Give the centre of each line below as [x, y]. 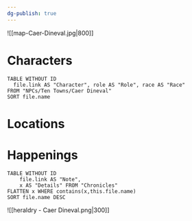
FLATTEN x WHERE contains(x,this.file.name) [72, 191]
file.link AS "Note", [50, 179]
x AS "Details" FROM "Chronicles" [69, 185]
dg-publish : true [32, 13]
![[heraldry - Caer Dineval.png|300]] [58, 210]
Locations [36, 123]
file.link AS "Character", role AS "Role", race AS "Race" [99, 85]
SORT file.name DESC [37, 197]
